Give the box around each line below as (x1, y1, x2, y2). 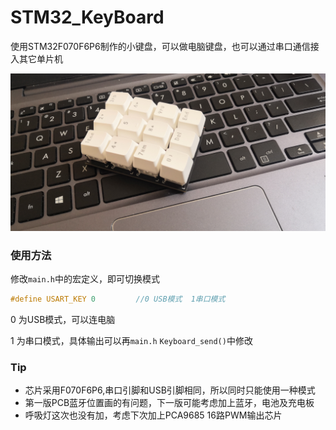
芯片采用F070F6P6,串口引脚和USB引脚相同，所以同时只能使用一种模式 (24, 384, 316, 396)
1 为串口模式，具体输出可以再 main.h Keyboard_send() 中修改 (10, 335, 253, 347)
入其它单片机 (10, 52, 63, 65)
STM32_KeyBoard (10, 6, 165, 29)
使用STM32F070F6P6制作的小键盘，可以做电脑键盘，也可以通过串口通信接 (10, 40, 320, 52)
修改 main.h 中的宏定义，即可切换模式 (10, 273, 160, 285)
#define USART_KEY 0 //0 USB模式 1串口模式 (10, 294, 226, 305)
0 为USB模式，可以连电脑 (10, 314, 116, 326)
